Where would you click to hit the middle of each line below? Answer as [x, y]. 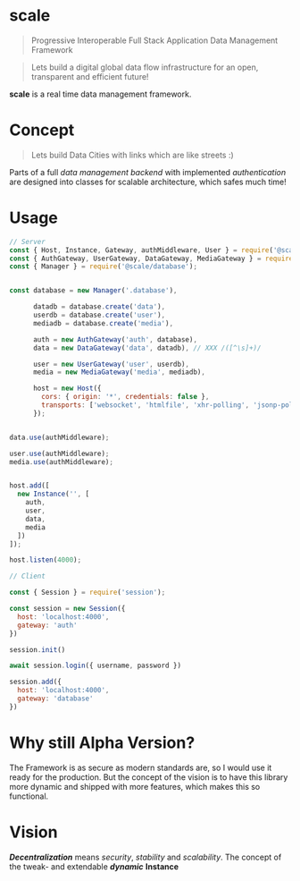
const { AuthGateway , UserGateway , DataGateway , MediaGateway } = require [151, 258]
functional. [29, 796]
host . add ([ [29, 486]
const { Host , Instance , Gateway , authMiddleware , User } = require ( [142, 250]
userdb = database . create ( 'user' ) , [99, 315]
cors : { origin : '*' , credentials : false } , [125, 397]
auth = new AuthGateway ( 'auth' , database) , [115, 339]
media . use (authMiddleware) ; [62, 462]
